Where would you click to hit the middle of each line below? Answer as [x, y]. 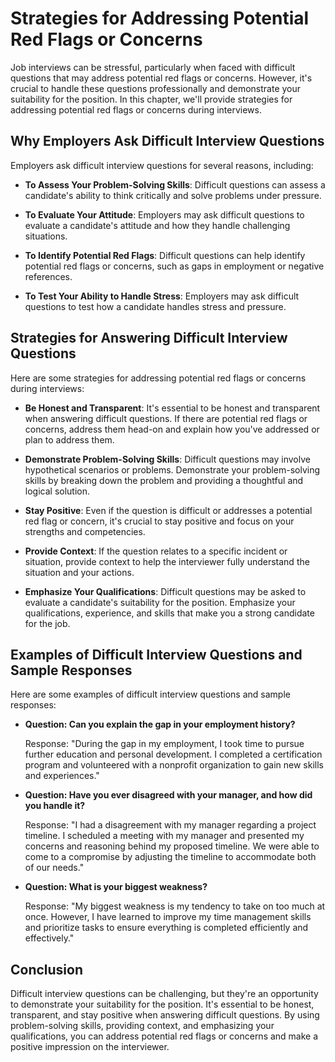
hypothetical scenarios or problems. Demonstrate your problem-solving [172, 469]
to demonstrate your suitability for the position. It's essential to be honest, [162, 1004]
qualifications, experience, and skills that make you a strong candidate [169, 613]
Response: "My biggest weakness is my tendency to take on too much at [175, 906]
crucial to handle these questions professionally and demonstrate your [156, 88]
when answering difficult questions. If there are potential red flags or [166, 418]
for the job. [47, 623]
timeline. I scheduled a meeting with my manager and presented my [164, 836]
